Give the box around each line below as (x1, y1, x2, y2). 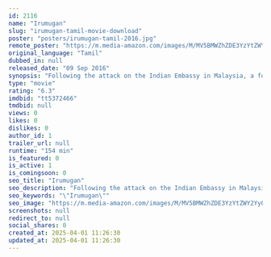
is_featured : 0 (8, 154, 60, 162)
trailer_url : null (8, 139, 70, 147)
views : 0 (8, 110, 38, 118)
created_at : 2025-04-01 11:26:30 (8, 229, 121, 238)
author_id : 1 (8, 131, 52, 139)
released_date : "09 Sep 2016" (8, 64, 110, 73)
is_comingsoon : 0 (8, 169, 67, 177)
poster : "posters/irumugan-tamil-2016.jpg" (8, 34, 157, 43)
